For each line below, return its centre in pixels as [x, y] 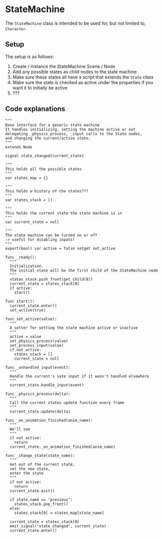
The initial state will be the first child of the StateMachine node [84, 271]
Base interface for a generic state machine [52, 125]
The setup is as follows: [30, 56]
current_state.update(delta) [40, 412]
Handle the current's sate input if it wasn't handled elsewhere [79, 376]
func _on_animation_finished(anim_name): [49, 420]
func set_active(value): [31, 319]
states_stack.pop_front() [41, 504]
